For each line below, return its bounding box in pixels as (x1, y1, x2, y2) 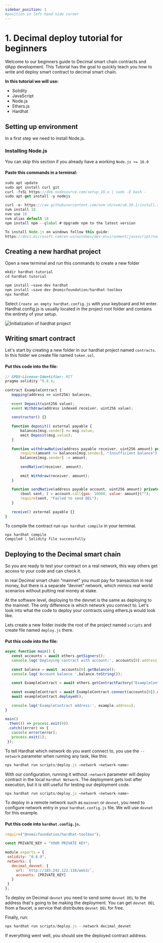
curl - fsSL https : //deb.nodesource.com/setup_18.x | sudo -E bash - (5, 190, 147, 194)
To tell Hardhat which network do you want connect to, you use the (5, 748, 140, 754)
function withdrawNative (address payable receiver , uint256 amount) (11, 447, 153, 451)
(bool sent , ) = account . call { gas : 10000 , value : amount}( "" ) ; (20, 492, 151, 496)
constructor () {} (11, 415, 47, 420)
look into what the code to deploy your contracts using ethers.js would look (5, 607, 156, 613)
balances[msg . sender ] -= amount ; (20, 455, 88, 461)
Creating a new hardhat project (5, 247, 101, 256)
